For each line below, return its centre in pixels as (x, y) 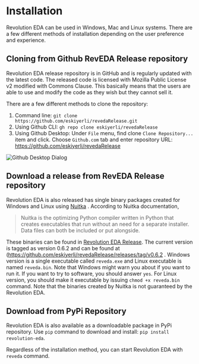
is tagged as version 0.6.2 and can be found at (63, 248)
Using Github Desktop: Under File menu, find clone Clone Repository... (104, 133)
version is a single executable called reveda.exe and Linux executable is (94, 261)
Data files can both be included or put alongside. (80, 230)
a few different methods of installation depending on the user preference (95, 33)
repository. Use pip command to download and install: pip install (88, 332)
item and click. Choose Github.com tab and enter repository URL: (94, 139)
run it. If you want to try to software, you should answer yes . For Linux (91, 273)
